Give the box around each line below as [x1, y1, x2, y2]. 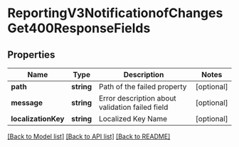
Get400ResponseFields [7, 20, 151, 36]
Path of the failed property [98, 82, 187, 91]
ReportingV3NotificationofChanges [7, 5, 223, 21]
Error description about [98, 93, 176, 103]
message [11, 98, 43, 108]
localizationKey [11, 114, 65, 123]
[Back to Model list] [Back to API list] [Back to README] [7, 132, 171, 141]
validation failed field [98, 102, 169, 112]
